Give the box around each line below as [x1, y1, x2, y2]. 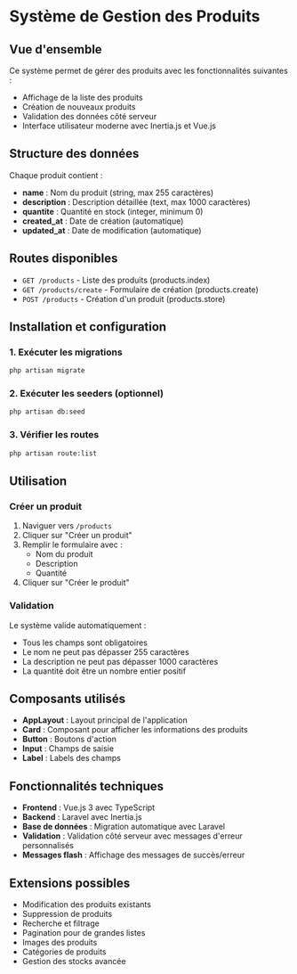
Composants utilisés [9, 691, 126, 706]
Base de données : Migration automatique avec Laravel [21, 822, 225, 832]
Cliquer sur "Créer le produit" [21, 577, 131, 588]
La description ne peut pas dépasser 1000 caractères [21, 656, 219, 667]
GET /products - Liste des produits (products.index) [21, 274, 211, 285]
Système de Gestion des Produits [9, 6, 261, 27]
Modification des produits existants [21, 898, 151, 910]
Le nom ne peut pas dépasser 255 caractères [21, 646, 189, 657]
